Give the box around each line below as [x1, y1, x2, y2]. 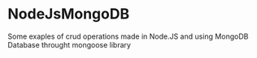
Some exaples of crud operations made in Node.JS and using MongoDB [7, 31, 249, 41]
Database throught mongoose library [7, 39, 132, 49]
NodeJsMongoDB [7, 5, 130, 23]
